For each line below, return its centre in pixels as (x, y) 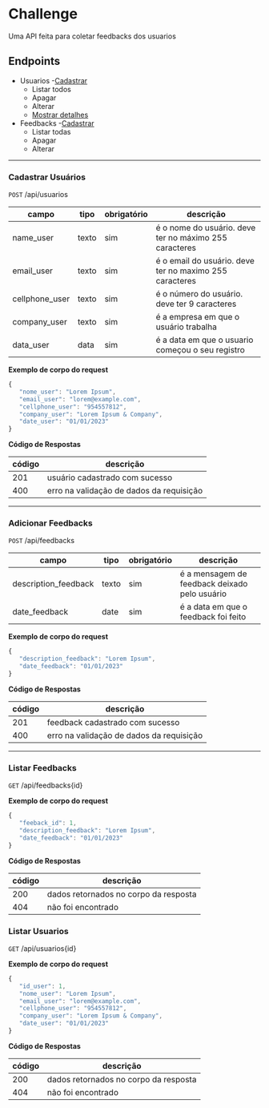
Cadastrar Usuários (47, 177)
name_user (33, 238)
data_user (31, 345)
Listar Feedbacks (43, 768)
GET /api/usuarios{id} (42, 948)
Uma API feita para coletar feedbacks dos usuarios (92, 36)
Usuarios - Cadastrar (54, 80)
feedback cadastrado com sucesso (113, 722)
